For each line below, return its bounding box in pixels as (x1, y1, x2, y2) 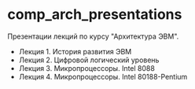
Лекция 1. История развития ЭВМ (18, 46, 132, 56)
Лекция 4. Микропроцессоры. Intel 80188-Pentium (18, 72, 188, 81)
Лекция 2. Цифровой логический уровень (18, 55, 160, 65)
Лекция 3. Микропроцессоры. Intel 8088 (18, 63, 155, 72)
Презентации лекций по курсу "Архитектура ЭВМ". (7, 32, 179, 41)
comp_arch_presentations (7, 6, 182, 24)
